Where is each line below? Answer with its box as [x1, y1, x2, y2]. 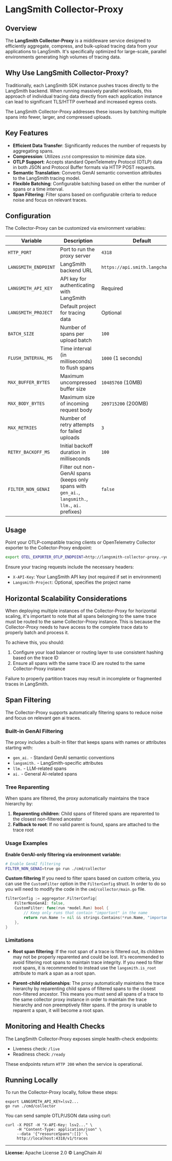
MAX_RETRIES [8, 425, 37, 431]
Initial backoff [60, 442, 93, 449]
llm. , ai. [60, 502, 82, 509]
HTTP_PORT [8, 250, 32, 255]
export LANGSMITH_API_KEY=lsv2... [5, 1099, 79, 1104]
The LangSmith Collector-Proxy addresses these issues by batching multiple [5, 109, 167, 115]
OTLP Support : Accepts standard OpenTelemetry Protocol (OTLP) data [12, 159, 163, 165]
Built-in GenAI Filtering [5, 727, 63, 735]
